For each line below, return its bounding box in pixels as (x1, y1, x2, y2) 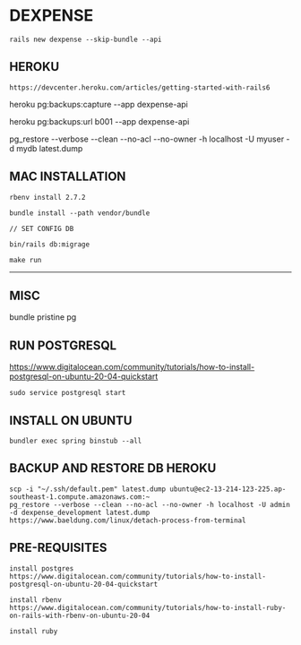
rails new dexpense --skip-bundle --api (9, 35, 163, 44)
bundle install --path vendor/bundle (9, 208, 150, 218)
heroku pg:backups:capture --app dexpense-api (9, 99, 188, 109)
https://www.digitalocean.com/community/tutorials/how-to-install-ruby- (9, 603, 287, 612)
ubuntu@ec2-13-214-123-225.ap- (169, 485, 287, 494)
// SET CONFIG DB (9, 224, 74, 233)
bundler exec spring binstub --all (9, 436, 142, 445)
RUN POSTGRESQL (9, 338, 117, 353)
